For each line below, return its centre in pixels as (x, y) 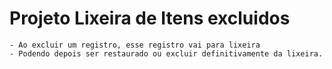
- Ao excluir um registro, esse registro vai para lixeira (135, 45)
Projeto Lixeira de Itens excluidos (150, 18)
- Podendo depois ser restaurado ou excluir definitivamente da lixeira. (166, 53)
